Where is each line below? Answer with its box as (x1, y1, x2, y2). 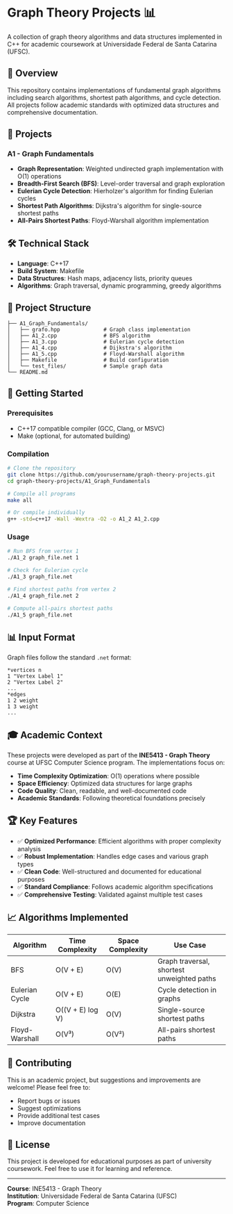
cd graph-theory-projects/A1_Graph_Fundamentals (7, 477, 150, 484)
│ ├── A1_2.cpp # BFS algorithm (7, 332, 150, 340)
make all (7, 497, 33, 504)
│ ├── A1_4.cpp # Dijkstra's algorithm (7, 345, 172, 352)
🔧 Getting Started (7, 388, 84, 400)
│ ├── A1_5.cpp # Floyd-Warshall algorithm (7, 351, 185, 358)
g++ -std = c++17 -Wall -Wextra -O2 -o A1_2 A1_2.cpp (7, 516, 159, 523)
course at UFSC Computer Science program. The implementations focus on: (7, 758, 225, 767)
